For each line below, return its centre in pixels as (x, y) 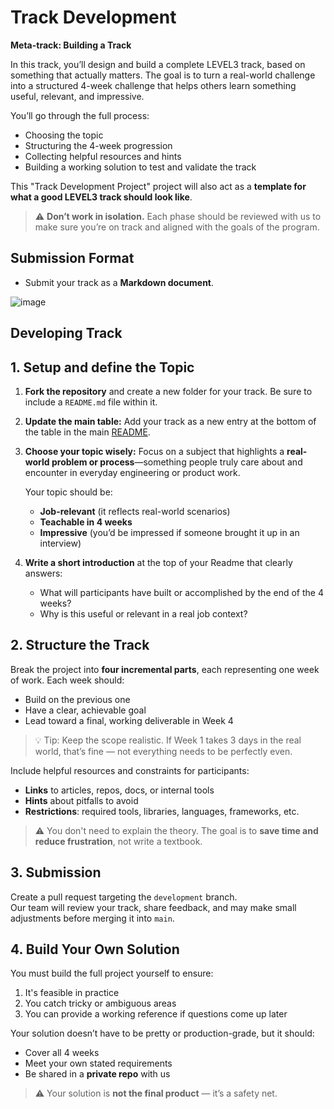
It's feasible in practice (72, 993)
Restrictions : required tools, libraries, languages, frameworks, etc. (162, 811)
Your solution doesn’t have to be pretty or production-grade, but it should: (162, 1033)
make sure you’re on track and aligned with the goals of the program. (177, 227)
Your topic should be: (68, 492)
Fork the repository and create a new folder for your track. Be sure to (168, 391)
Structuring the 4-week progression (98, 145)
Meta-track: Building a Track (71, 45)
